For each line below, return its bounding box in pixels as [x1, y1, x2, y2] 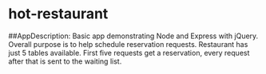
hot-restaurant [8, 5, 109, 23]
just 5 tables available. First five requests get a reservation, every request [8, 48, 250, 57]
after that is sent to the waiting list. [8, 56, 122, 66]
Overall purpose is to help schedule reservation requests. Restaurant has [8, 39, 248, 49]
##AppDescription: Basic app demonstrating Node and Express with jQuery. [8, 31, 259, 41]
